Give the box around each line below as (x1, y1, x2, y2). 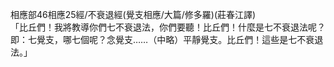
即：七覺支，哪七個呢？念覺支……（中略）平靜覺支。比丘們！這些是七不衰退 (10, 34, 324, 45)
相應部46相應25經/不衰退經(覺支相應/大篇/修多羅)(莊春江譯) (10, 9, 257, 20)
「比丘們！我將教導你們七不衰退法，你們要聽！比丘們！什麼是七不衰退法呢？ (10, 21, 326, 33)
